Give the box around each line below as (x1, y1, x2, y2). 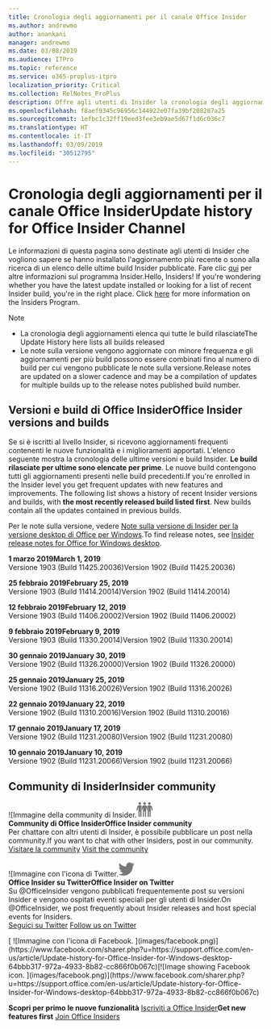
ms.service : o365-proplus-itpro (8, 73, 117, 81)
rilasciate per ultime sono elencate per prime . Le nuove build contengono (8, 463, 256, 473)
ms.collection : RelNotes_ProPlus (8, 90, 121, 98)
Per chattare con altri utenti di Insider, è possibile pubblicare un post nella (8, 827, 252, 837)
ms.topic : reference (8, 65, 78, 73)
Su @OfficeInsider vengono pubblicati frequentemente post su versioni (8, 886, 244, 896)
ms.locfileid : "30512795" (8, 149, 95, 157)
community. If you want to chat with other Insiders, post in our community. (8, 835, 254, 846)
